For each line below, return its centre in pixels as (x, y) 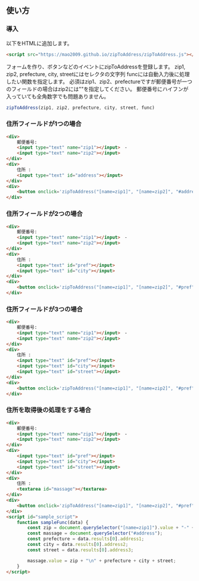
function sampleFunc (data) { (53, 522)
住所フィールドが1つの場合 (44, 124)
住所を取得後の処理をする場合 (49, 410)
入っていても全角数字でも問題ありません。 (58, 96)
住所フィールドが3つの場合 (44, 309)
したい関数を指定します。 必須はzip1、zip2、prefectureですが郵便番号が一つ (99, 81)
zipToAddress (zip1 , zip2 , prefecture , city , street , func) (81, 108)
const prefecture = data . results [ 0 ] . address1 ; (86, 539)
